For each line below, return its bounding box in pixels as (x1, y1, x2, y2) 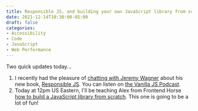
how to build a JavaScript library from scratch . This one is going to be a (14, 93, 189, 100)
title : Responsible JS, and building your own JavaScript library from (6, 8, 186, 15)
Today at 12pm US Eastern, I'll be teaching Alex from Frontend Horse (14, 86, 181, 94)
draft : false (6, 19, 38, 25)
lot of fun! (14, 99, 39, 106)
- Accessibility (6, 31, 46, 36)
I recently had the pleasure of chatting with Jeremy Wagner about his (14, 74, 183, 81)
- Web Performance (6, 47, 51, 53)
